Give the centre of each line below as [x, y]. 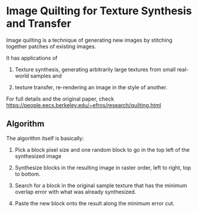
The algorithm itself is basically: [45, 138]
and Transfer [39, 24]
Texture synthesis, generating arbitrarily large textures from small [95, 69]
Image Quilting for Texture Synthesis [99, 11]
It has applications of [32, 58]
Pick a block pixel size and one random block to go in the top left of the [102, 149]
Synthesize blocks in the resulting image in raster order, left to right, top [103, 167]
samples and [46, 76]
